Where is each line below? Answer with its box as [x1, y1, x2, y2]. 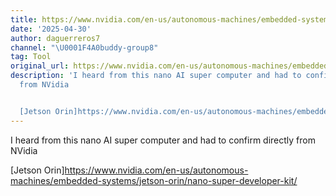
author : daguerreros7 [10, 33, 101, 43]
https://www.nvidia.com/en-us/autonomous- [64, 164, 249, 176]
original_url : [10, 61, 70, 71]
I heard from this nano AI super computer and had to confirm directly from [10, 134, 316, 146]
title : [10, 14, 38, 25]
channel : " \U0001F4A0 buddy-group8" [10, 42, 159, 53]
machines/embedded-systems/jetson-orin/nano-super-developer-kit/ [10, 174, 298, 186]
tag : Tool [10, 52, 52, 62]
